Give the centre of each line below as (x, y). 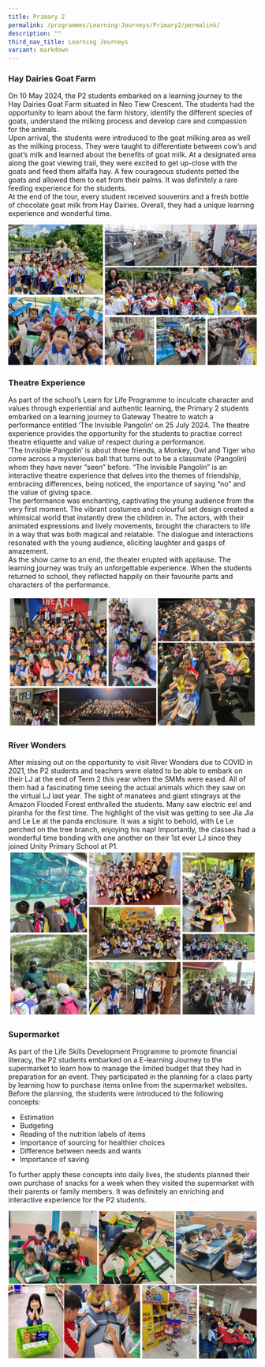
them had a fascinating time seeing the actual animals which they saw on (127, 788)
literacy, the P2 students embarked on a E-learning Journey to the (116, 1060)
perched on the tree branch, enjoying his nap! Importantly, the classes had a (132, 830)
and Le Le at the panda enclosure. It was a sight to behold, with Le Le (121, 821)
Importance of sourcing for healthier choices (92, 1142)
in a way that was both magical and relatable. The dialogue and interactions (131, 535)
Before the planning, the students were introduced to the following (116, 1094)
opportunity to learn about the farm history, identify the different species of (130, 113)
